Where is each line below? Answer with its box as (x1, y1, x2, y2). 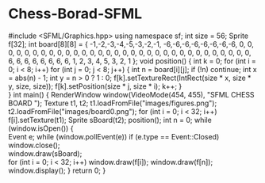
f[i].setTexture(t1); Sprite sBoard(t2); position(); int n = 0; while (8, 115, 212, 124)
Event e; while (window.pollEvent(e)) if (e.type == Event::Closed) (8, 132, 220, 141)
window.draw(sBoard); (8, 148, 83, 158)
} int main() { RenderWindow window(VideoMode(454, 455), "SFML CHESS (8, 90, 255, 99)
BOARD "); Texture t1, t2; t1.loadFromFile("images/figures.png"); (8, 98, 217, 108)
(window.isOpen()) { (8, 124, 74, 133)
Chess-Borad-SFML (8, 5, 143, 23)
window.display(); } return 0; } (8, 166, 106, 175)
